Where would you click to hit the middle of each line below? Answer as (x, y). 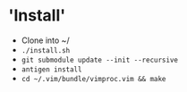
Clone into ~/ (45, 40)
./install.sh (46, 50)
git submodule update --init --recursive (99, 60)
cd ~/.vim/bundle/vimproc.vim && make (93, 79)
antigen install (51, 69)
